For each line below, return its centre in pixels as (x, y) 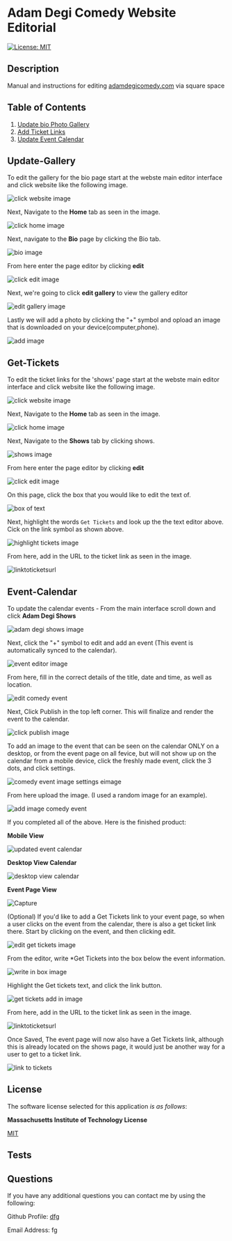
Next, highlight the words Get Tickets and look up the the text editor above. (116, 522)
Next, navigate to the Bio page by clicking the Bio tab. (84, 239)
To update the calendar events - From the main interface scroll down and (112, 608)
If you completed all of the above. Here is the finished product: (97, 822)
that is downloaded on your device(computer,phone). (83, 327)
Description (33, 69)
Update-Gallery (42, 161)
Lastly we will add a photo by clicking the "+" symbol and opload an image (114, 320)
